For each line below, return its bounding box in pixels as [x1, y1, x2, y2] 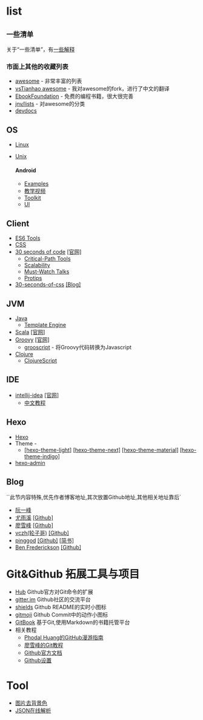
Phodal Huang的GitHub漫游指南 [24, 634, 104, 641]
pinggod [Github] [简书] [15, 537, 75, 544]
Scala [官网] [15, 328, 45, 335]
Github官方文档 [24, 649, 62, 657]
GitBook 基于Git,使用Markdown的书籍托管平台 [15, 619, 130, 626]
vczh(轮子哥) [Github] [15, 530, 70, 537]
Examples [24, 180, 49, 187]
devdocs [15, 107, 38, 114]
